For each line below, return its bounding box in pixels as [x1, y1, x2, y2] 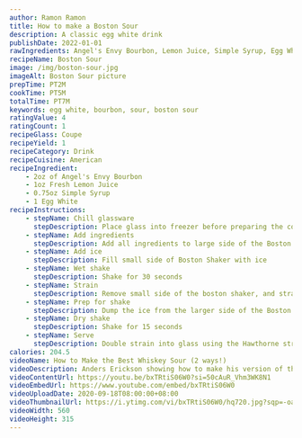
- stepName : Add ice [25, 247, 102, 256]
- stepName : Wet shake [25, 264, 111, 273]
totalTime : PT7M [9, 96, 70, 106]
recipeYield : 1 [9, 139, 67, 147]
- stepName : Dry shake [25, 314, 111, 324]
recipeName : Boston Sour [9, 55, 102, 64]
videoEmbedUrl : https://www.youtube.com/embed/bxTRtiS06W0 [9, 381, 235, 390]
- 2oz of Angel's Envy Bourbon [25, 172, 143, 181]
